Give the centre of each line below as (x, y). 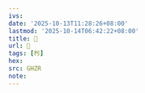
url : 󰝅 (19, 46)
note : (17, 76)
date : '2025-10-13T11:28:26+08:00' (68, 23)
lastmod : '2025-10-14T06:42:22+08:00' (74, 31)
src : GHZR (25, 69)
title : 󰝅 (23, 38)
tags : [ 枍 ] (26, 53)
